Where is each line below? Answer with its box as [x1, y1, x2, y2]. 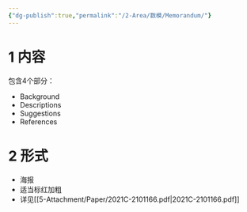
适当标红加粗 [19, 184, 62, 194]
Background [19, 92, 60, 101]
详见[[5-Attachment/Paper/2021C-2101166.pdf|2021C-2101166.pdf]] [19, 195, 240, 204]
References [19, 116, 58, 127]
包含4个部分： [8, 76, 55, 85]
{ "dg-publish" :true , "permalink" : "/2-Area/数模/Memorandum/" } [8, 11, 212, 20]
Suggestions [19, 108, 61, 118]
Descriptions [19, 100, 62, 109]
